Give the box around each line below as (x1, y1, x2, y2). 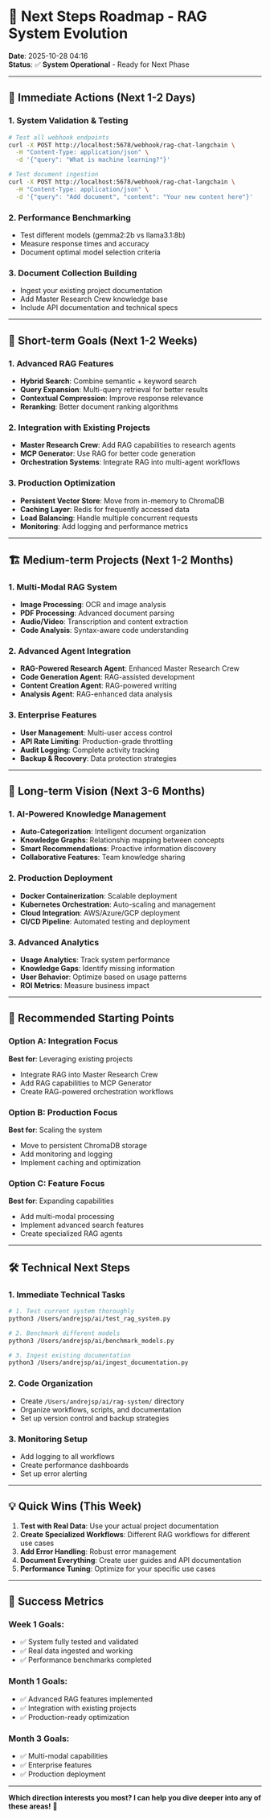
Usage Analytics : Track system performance (19, 955, 170, 965)
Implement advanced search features (19, 1220, 145, 1230)
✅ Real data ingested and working (19, 1646, 133, 1656)
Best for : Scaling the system (8, 1125, 103, 1135)
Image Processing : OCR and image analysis (19, 600, 166, 610)
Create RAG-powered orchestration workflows (19, 1086, 174, 1096)
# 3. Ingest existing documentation (8, 1351, 131, 1359)
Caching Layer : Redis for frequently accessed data (19, 504, 190, 514)
